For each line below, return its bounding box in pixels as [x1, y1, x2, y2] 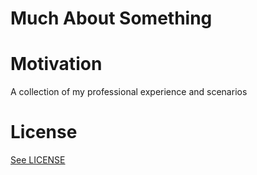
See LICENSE [10, 154, 66, 166]
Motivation [10, 53, 103, 76]
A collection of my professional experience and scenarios [10, 86, 248, 98]
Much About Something [10, 7, 213, 30]
